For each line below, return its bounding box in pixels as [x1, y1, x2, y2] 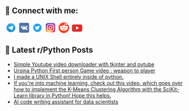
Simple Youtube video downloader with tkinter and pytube [13, 60, 155, 68]
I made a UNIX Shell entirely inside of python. [13, 73, 124, 80]
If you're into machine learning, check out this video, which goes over [13, 79, 183, 86]
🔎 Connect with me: [5, 6, 78, 16]
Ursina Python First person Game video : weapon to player [13, 67, 156, 74]
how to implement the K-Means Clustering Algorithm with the [13, 86, 162, 93]
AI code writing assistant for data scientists [13, 98, 118, 105]
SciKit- [163, 86, 180, 93]
